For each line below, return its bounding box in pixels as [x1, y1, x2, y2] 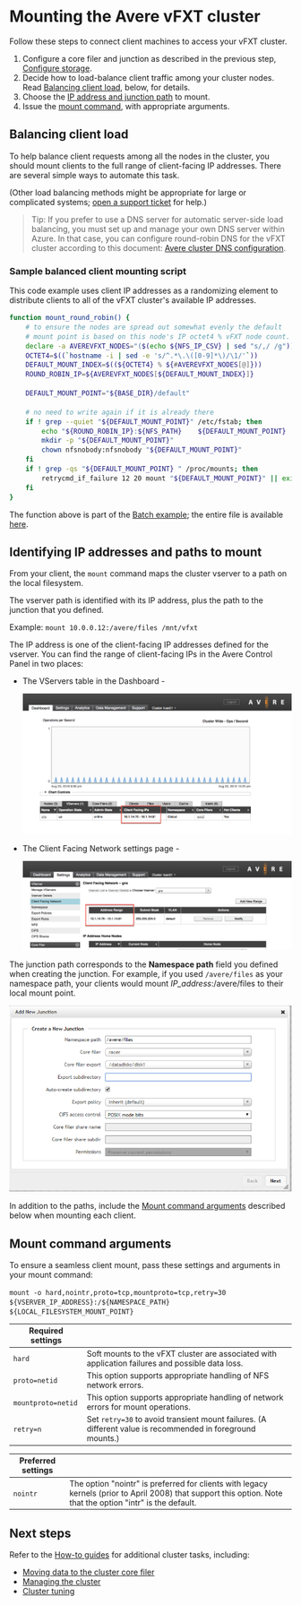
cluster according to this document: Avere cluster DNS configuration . [30, 242, 287, 253]
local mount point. [9, 988, 76, 998]
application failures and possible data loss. [86, 1358, 244, 1368]
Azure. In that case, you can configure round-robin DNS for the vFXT [30, 233, 286, 244]
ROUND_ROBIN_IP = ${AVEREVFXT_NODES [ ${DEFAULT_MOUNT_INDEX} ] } [25, 370, 254, 379]
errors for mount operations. [86, 1402, 191, 1412]
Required [28, 1325, 64, 1336]
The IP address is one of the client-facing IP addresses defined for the [9, 639, 269, 651]
